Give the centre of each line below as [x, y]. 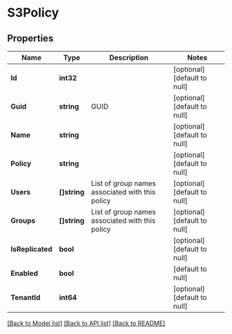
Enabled [25, 273]
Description [129, 58]
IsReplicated [32, 249]
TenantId [26, 297]
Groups [23, 221]
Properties [30, 38]
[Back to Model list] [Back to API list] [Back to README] [86, 323]
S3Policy [33, 13]
